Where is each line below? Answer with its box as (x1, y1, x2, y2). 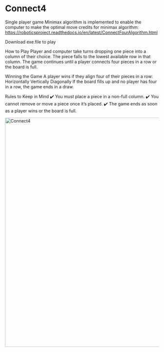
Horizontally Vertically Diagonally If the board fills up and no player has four (5, 79, 157, 84)
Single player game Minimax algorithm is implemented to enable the (5, 19, 142, 25)
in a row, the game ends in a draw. (5, 83, 74, 89)
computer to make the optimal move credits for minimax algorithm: (5, 24, 139, 30)
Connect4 (5, 3, 46, 14)
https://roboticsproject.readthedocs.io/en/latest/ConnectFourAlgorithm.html (5, 29, 158, 35)
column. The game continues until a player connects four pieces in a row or (5, 59, 157, 64)
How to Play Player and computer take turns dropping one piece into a (5, 48, 146, 54)
